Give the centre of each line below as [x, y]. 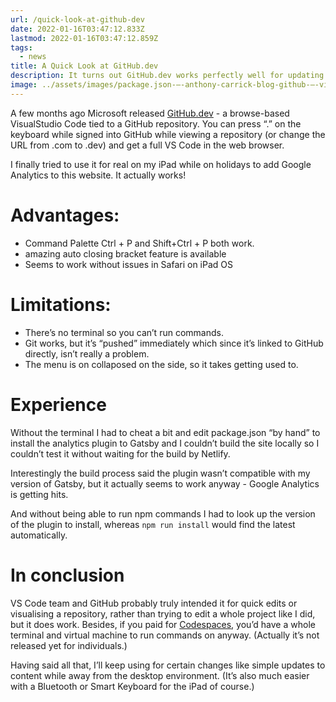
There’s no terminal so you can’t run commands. [124, 332]
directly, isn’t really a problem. [87, 353]
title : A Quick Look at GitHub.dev [84, 66]
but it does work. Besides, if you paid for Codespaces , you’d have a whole [163, 624]
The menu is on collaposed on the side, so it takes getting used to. [161, 364]
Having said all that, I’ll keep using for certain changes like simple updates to [168, 665]
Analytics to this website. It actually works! [98, 175]
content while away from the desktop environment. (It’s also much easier [160, 675]
